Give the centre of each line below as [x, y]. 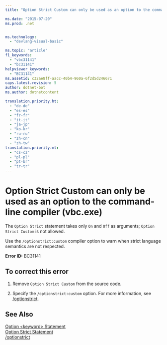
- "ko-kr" [20, 129]
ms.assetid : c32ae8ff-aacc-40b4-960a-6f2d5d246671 [59, 78]
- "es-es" [20, 110]
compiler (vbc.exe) [62, 212]
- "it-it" [20, 120]
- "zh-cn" [20, 138]
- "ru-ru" [20, 134]
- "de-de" [20, 106]
